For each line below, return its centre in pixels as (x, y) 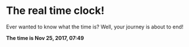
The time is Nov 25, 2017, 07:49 (45, 38)
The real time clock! (55, 11)
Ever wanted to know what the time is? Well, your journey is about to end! (95, 27)
